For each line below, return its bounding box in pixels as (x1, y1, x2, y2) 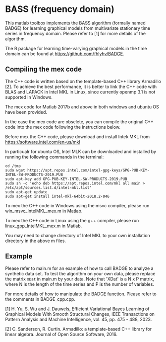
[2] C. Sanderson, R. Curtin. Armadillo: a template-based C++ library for (5, 326, 152, 332)
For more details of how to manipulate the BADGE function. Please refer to (5, 291, 157, 297)
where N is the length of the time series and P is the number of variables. (5, 281, 155, 287)
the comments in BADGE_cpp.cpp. (5, 296, 76, 302)
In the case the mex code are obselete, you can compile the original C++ (5, 118, 154, 125)
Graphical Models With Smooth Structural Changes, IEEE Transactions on (5, 311, 155, 317)
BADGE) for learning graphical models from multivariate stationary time (5, 25, 150, 31)
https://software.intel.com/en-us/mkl (5, 139, 80, 145)
